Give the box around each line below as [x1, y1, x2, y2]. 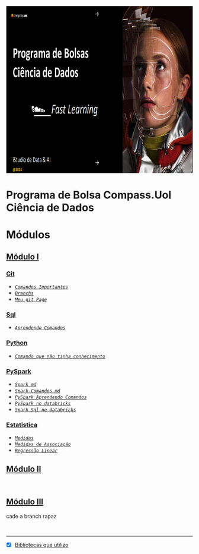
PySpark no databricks [14, 400, 71, 406]
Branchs [14, 290, 34, 296]
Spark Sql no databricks [14, 407, 76, 413]
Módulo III [6, 497, 43, 507]
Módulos [6, 228, 50, 242]
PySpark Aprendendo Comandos [14, 394, 87, 400]
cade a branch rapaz [6, 512, 57, 520]
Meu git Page [14, 297, 47, 303]
